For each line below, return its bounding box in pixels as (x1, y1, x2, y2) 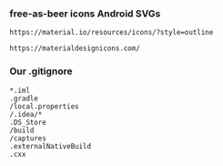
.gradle (9, 94, 39, 103)
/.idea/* (9, 109, 43, 119)
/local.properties (9, 101, 79, 111)
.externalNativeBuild (9, 141, 92, 150)
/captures (9, 133, 47, 143)
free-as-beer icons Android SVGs (9, 7, 161, 20)
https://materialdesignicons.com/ (9, 44, 141, 53)
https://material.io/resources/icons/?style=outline (9, 28, 214, 37)
